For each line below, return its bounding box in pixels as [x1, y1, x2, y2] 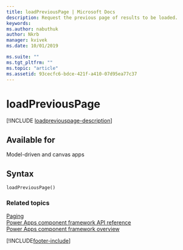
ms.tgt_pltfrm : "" [6, 59, 53, 66]
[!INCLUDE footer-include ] [6, 237, 71, 245]
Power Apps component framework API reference [6, 219, 131, 226]
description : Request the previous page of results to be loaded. [6, 15, 178, 21]
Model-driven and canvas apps [6, 151, 85, 158]
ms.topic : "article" [6, 65, 59, 71]
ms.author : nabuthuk [6, 26, 59, 32]
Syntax [6, 168, 34, 179]
